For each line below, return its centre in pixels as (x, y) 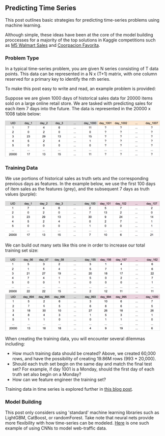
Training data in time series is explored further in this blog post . (69, 389)
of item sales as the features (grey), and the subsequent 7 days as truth (77, 189)
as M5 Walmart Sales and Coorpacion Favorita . (53, 45)
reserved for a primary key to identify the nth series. (58, 79)
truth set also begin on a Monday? (47, 374)
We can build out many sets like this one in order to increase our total (75, 245)
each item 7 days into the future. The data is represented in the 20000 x (78, 109)
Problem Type (22, 58)
